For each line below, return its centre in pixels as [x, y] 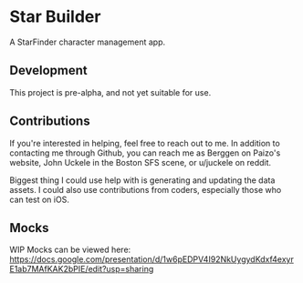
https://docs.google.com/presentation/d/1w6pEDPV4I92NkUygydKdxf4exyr [151, 259]
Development [49, 71]
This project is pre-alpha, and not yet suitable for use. [110, 92]
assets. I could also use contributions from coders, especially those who [146, 189]
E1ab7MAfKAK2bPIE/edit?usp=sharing [82, 269]
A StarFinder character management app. [88, 42]
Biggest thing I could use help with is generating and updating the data [142, 180]
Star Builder [55, 17]
